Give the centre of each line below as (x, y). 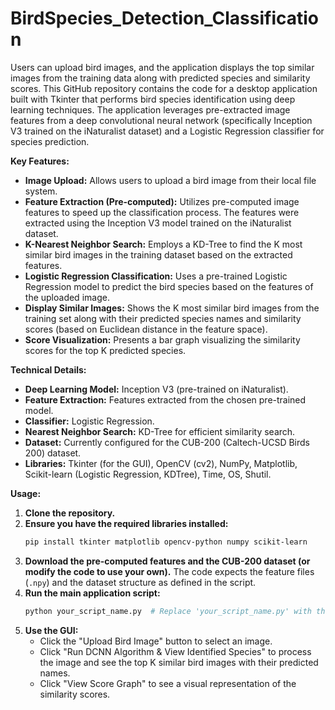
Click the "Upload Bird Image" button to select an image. (156, 641)
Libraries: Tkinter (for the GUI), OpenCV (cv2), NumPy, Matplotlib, (161, 463)
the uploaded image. (67, 297)
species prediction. (50, 141)
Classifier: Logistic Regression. (89, 421)
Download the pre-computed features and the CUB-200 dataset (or (167, 561)
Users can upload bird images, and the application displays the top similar (162, 67)
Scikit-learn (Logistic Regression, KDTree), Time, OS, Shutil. (148, 474)
